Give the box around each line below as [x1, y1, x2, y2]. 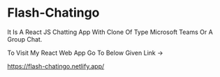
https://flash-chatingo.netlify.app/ [7, 62, 105, 70]
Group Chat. [7, 35, 43, 43]
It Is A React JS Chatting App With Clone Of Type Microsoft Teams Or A [7, 28, 213, 36]
